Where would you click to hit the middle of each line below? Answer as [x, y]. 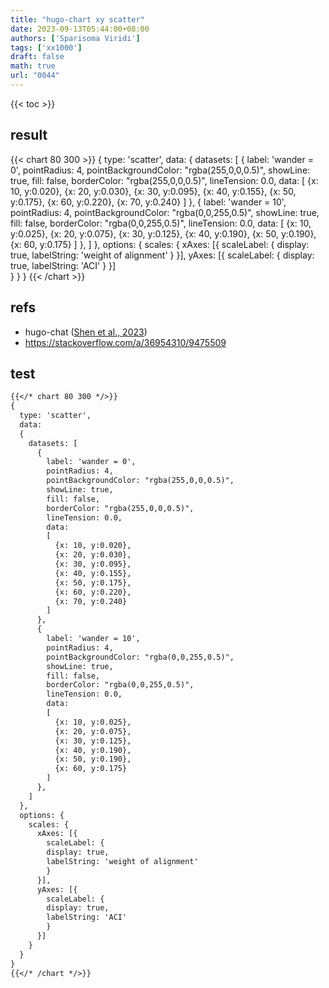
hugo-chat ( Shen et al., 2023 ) [86, 332]
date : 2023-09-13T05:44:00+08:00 [80, 29]
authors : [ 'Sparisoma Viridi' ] [75, 38]
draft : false [37, 57]
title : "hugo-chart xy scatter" [77, 19]
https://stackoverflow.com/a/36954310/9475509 [125, 342]
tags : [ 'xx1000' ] [46, 47]
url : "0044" [35, 76]
